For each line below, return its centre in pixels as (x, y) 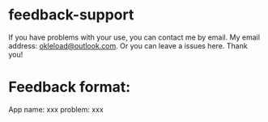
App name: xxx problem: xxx (56, 109)
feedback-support (71, 15)
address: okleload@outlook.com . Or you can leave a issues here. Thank (128, 45)
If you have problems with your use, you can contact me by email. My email (134, 37)
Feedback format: (70, 87)
